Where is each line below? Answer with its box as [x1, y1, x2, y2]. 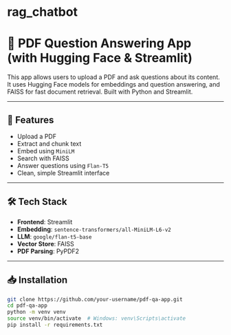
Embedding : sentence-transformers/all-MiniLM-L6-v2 [16, 225, 172, 233]
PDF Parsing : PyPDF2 [16, 247, 80, 255]
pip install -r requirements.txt [7, 321, 103, 329]
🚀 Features [7, 114, 54, 126]
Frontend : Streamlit [16, 217, 73, 226]
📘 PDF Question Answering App [7, 36, 192, 52]
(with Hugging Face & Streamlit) [7, 50, 192, 66]
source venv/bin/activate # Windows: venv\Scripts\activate [7, 315, 186, 322]
